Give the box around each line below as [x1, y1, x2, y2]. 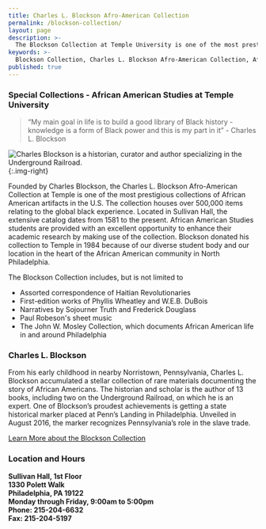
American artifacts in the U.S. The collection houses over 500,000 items [8, 199, 244, 208]
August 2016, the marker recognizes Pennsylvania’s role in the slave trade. [8, 418, 251, 428]
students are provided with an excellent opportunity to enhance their [8, 223, 232, 234]
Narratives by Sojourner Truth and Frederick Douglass [19, 305, 196, 314]
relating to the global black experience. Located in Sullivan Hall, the [8, 207, 228, 216]
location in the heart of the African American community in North [8, 249, 220, 258]
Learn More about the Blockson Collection [8, 433, 146, 443]
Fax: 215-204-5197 [8, 513, 73, 523]
